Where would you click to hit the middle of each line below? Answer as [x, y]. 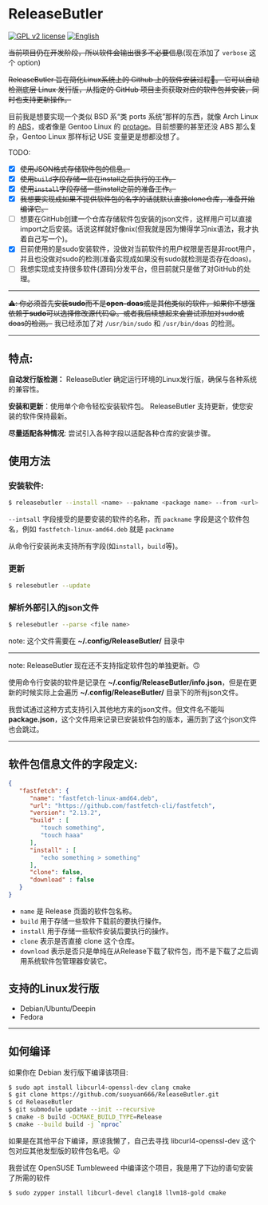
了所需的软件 [29, 1177]
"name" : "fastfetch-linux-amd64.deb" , [94, 798]
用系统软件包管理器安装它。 [65, 960]
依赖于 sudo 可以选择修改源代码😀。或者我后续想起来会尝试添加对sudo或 [126, 313]
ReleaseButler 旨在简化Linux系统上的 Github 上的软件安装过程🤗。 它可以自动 [134, 79]
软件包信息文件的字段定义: [73, 764]
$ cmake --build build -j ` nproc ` [66, 1124]
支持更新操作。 [47, 99]
